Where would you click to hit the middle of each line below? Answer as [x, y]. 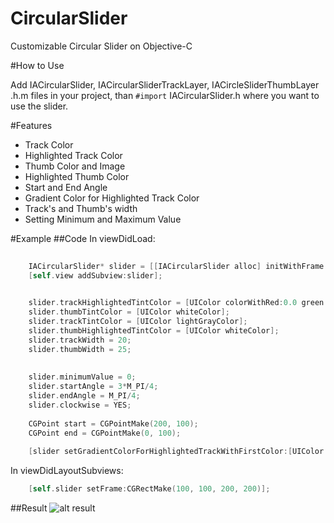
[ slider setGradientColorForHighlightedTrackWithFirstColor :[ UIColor [176, 452]
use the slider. [39, 106]
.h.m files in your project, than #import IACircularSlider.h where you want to [165, 95]
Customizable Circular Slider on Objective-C [101, 46]
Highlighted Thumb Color [77, 176]
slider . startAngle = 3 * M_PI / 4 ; [93, 387]
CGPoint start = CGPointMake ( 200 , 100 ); [113, 423]
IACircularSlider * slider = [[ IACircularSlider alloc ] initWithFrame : [178, 266]
